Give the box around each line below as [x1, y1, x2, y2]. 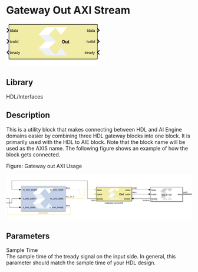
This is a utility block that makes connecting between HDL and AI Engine [6, 126, 183, 133]
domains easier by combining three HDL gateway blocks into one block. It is [6, 132, 190, 139]
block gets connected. [6, 151, 61, 158]
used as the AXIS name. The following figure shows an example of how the [6, 145, 189, 152]
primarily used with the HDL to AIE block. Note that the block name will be [6, 138, 186, 145]
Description [6, 110, 50, 120]
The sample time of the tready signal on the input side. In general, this [6, 253, 176, 260]
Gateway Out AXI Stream [6, 4, 131, 17]
